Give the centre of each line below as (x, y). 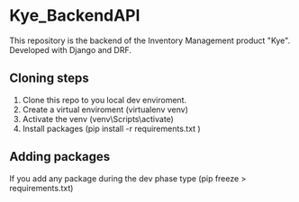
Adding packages (60, 157)
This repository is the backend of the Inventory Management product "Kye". (150, 40)
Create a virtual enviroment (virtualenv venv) (105, 110)
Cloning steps (49, 79)
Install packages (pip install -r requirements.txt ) (111, 128)
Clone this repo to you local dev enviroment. (104, 100)
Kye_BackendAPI (75, 16)
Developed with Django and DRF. (71, 49)
